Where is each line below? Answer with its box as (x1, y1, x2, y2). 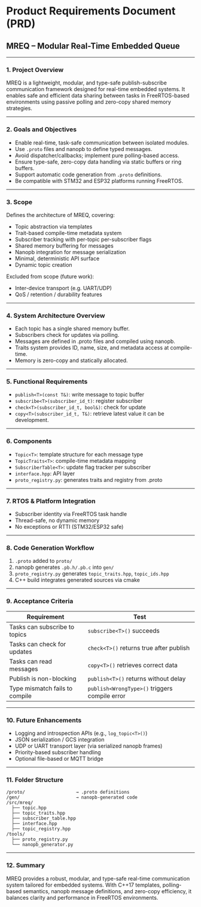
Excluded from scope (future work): (6, 273, 95, 280)
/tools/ (6, 831, 26, 837)
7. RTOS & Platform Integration (6, 496, 96, 505)
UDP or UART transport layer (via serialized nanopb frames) (14, 742, 163, 749)
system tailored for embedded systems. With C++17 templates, (6, 881, 162, 888)
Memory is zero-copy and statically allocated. (14, 357, 128, 364)
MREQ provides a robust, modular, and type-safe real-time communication (6, 875, 190, 882)
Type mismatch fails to (9, 684, 73, 692)
